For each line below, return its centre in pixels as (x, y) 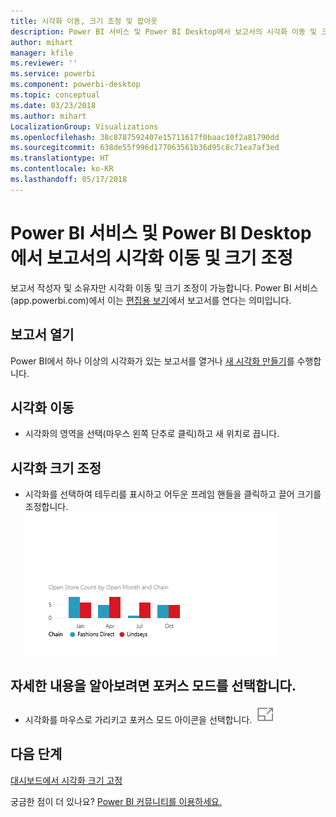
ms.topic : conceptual (55, 95)
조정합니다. (46, 507)
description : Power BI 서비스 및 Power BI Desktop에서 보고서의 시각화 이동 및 (164, 31)
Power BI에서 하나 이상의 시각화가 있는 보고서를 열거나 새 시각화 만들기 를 (152, 361)
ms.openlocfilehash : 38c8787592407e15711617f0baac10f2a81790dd (145, 137)
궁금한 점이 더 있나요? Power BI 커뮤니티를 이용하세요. (116, 801)
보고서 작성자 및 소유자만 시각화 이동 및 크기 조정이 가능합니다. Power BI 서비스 (164, 287)
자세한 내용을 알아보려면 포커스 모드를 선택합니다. (153, 685)
